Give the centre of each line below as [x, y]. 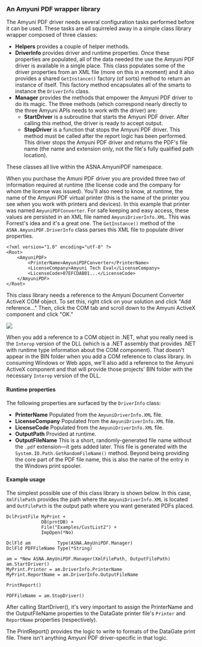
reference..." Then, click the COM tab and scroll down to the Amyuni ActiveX [101, 308]
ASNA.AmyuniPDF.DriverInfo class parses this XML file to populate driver [95, 230]
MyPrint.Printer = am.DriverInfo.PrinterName [64, 569]
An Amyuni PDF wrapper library [54, 9]
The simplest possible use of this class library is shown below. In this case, [99, 493]
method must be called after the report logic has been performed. [106, 136]
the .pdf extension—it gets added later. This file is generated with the [101, 447]
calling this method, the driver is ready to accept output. [93, 123]
